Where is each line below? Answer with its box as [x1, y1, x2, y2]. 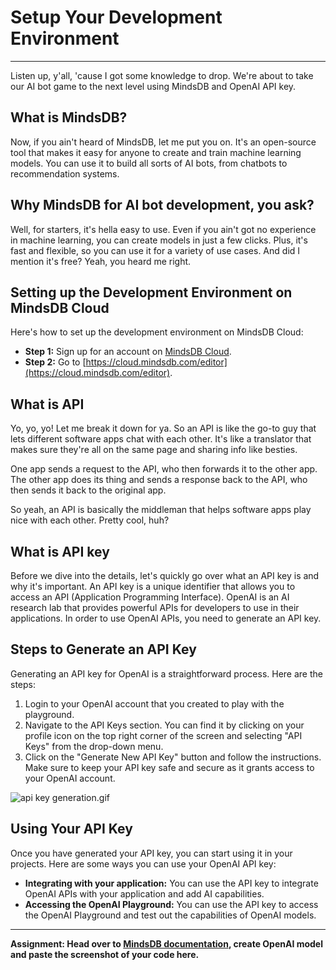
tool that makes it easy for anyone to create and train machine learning [10, 146, 302, 158]
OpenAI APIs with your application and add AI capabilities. [24, 887, 265, 900]
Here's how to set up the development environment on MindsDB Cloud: [10, 326, 304, 338]
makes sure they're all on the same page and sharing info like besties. [10, 444, 298, 456]
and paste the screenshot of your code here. [10, 948, 200, 960]
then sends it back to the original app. [10, 484, 167, 496]
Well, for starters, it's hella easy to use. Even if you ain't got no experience [10, 223, 317, 235]
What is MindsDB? [10, 109, 128, 126]
